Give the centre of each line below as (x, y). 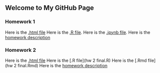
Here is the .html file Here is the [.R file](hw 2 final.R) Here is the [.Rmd (76, 60)
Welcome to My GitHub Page (50, 8)
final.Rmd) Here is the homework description (63, 65)
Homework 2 (21, 50)
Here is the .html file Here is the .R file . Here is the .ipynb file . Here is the (78, 32)
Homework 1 (20, 22)
